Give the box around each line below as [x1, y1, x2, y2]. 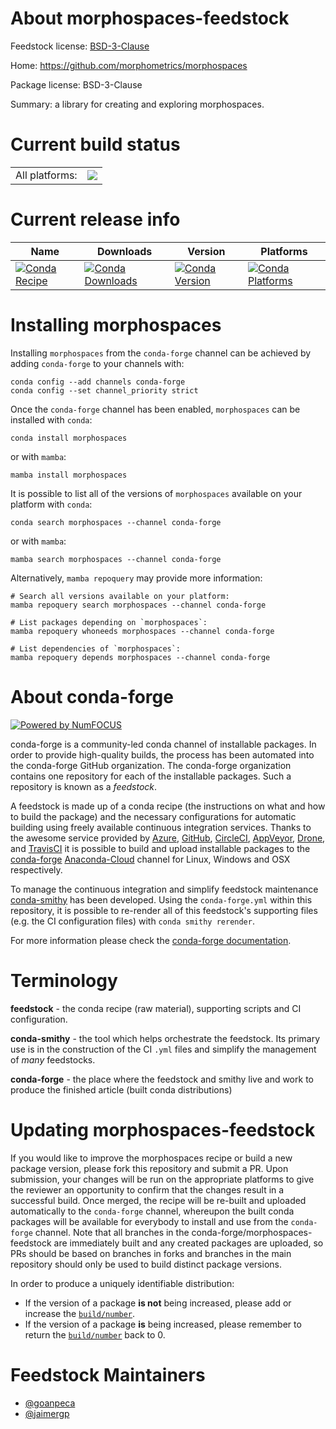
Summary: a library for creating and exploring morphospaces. [10, 98, 265, 110]
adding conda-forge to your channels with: [10, 357, 185, 369]
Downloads [96, 244, 153, 258]
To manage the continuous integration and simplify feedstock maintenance [10, 883, 319, 895]
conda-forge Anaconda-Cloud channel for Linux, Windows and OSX [10, 853, 291, 865]
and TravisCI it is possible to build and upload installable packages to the [10, 842, 311, 854]
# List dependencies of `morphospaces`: [10, 643, 182, 654]
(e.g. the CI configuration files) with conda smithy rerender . [10, 915, 255, 927]
